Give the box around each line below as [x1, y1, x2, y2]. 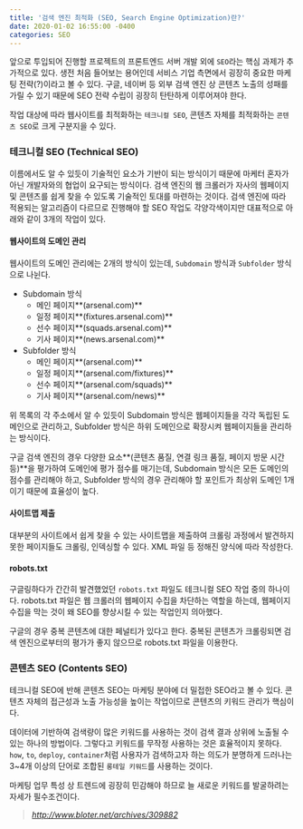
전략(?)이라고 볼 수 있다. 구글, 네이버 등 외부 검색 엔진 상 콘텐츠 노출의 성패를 [18, 79, 289, 90]
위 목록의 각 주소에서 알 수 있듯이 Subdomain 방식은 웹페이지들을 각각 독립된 [9, 409, 280, 420]
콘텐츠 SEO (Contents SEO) [9, 662, 128, 675]
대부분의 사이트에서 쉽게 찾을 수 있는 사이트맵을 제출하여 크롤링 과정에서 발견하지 [9, 530, 295, 541]
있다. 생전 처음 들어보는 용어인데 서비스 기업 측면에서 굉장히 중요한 [40, 67, 275, 78]
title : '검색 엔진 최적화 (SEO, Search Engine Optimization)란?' [9, 13, 246, 23]
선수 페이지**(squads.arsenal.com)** [35, 322, 173, 333]
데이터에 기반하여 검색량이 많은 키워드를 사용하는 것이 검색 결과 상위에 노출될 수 [9, 727, 289, 737]
